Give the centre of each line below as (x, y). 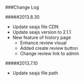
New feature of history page (42, 37)
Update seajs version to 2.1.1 (42, 32)
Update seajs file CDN (35, 27)
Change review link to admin (50, 53)
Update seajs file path (35, 73)
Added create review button (49, 48)
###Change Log (22, 7)
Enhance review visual (43, 43)
